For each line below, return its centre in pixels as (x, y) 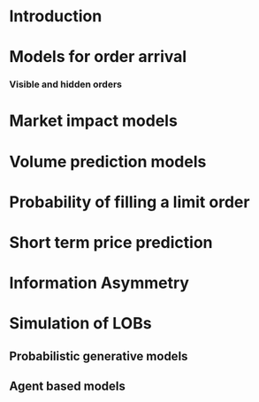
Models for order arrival (98, 57)
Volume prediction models (108, 162)
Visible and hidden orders (65, 84)
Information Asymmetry (99, 283)
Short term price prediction (111, 243)
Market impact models (94, 121)
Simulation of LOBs (80, 324)
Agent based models (68, 387)
